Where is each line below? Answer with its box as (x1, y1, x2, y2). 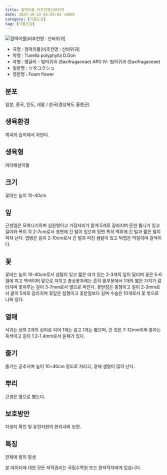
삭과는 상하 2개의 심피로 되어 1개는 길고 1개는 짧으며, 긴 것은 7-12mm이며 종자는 (5, 326, 161, 332)
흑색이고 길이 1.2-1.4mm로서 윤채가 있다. (5, 333, 85, 339)
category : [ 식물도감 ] (5, 16, 46, 21)
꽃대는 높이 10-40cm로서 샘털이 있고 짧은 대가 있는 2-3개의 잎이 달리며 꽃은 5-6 (5, 271, 162, 277)
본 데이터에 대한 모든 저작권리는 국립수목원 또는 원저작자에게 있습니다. (5, 464, 141, 470)
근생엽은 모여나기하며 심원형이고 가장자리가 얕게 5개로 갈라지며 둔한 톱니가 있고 (5, 222, 160, 228)
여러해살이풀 (5, 162, 30, 168)
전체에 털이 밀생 (5, 454, 36, 460)
